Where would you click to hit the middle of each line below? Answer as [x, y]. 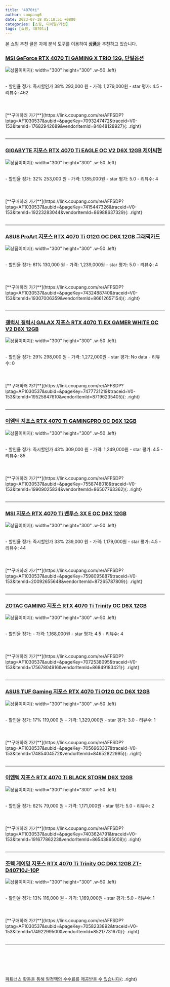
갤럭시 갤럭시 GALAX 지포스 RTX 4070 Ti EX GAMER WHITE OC [82, 322]
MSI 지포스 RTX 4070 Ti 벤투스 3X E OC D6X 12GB [66, 514]
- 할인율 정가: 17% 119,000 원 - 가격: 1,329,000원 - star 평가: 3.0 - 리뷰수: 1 [80, 720]
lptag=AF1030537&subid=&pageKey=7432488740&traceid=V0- [72, 293]
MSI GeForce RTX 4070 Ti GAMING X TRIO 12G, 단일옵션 [75, 58]
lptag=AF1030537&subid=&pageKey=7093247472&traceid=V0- [71, 121]
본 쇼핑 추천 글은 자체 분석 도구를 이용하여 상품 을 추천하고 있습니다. [71, 44]
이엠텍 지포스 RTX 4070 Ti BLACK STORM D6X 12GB [69, 778]
